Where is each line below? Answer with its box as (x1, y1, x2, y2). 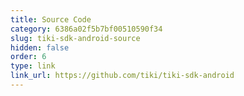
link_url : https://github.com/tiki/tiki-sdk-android (10, 71, 235, 81)
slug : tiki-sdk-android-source (10, 33, 141, 43)
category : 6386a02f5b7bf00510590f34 (10, 24, 163, 34)
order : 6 (10, 52, 47, 62)
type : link (10, 61, 56, 71)
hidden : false (10, 42, 70, 53)
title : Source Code (10, 14, 92, 25)
